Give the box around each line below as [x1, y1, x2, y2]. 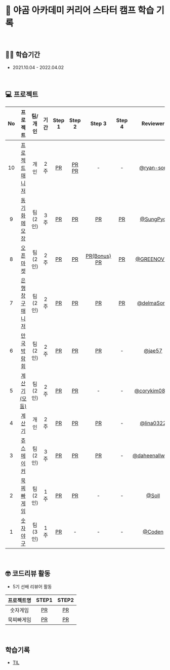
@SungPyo [140, 216, 166, 223]
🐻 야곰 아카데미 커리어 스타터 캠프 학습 [5, 5, 154, 16]
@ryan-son [139, 164, 167, 171]
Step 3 [90, 120, 107, 127]
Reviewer [141, 120, 165, 127]
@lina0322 [140, 419, 166, 427]
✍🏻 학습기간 [5, 50, 40, 59]
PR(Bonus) [86, 252, 111, 259]
